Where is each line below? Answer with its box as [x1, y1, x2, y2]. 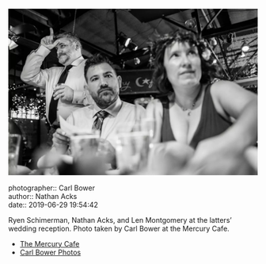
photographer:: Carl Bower [8, 183, 95, 193]
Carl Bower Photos [19, 247, 82, 257]
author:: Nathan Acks [8, 191, 78, 201]
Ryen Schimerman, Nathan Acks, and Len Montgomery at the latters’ [8, 215, 232, 224]
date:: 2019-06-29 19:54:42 [8, 200, 99, 209]
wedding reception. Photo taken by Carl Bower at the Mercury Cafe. [8, 224, 230, 233]
